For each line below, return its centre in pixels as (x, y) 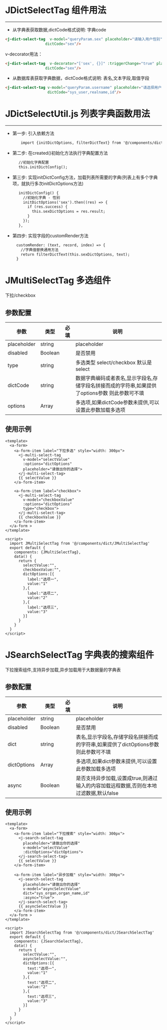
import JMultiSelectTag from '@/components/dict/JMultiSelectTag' (80, 543)
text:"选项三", (42, 997)
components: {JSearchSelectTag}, (49, 942)
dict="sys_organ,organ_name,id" (57, 893)
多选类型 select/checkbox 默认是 (114, 362)
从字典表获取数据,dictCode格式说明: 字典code (59, 29)
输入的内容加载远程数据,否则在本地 (116, 785)
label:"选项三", (43, 607)
